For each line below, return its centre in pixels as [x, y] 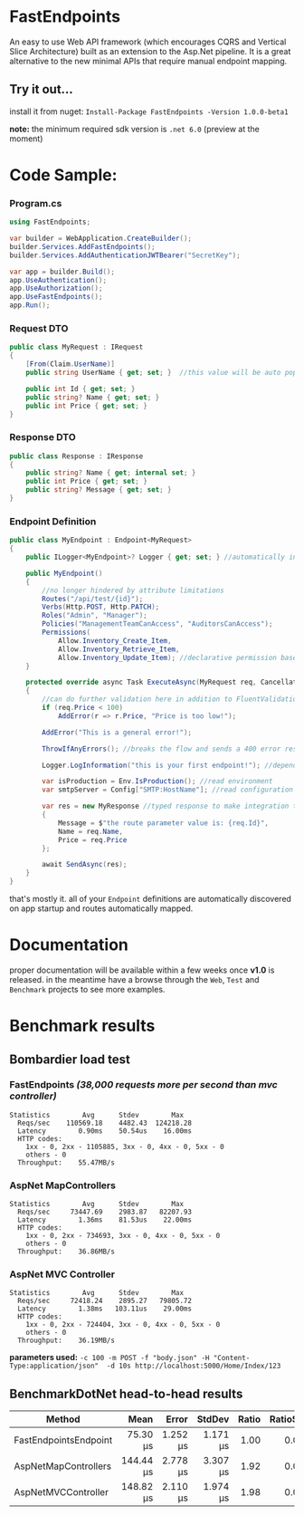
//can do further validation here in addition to [137, 699]
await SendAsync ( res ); [85, 865]
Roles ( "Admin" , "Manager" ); [95, 616]
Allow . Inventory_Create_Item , [114, 640]
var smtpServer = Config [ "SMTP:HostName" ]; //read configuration [168, 790]
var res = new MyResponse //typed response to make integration [166, 806]
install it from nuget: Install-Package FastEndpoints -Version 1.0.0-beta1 [149, 111]
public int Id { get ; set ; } [81, 389]
